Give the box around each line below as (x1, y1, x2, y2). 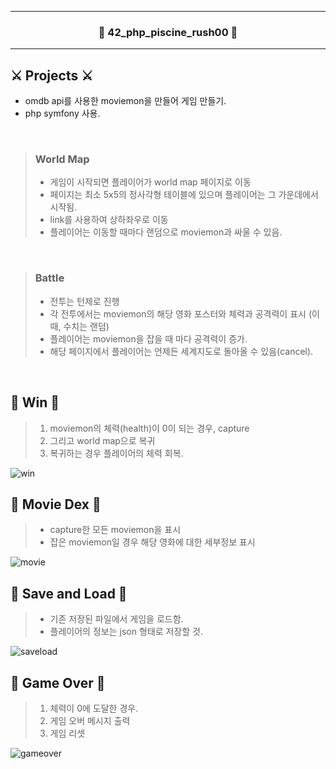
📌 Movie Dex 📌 (10, 496, 102, 513)
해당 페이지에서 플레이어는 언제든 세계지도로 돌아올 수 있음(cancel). (49, 345, 314, 357)
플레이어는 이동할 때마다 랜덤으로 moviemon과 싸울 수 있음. (49, 226, 283, 238)
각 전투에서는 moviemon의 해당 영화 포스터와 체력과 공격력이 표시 (49, 307, 307, 320)
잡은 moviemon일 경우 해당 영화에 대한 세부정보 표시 (49, 536, 256, 548)
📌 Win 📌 (10, 394, 60, 411)
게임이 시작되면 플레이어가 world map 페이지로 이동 (49, 176, 252, 188)
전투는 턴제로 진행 (49, 295, 120, 307)
